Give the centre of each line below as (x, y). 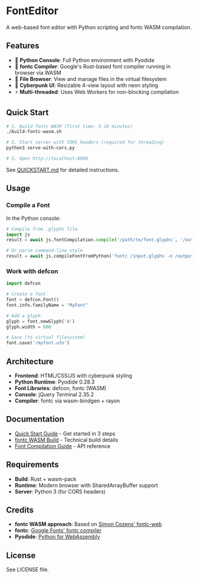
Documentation (35, 419)
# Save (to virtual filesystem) (46, 337)
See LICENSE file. (27, 570)
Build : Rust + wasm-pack (45, 479)
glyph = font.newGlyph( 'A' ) (41, 321)
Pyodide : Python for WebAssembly (57, 537)
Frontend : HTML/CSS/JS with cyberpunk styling (73, 375)
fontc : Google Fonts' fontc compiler (58, 531)
